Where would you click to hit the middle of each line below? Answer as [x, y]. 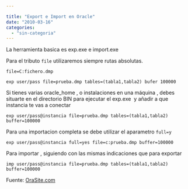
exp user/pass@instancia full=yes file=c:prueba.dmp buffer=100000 [90, 143]
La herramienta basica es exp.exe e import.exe [62, 50]
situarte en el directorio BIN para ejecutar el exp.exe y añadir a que [87, 99]
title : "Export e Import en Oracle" [51, 16]
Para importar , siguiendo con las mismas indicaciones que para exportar [94, 153]
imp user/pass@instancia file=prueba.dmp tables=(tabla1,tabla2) [87, 164]
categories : [20, 28]
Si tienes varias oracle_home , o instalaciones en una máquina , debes [90, 93]
